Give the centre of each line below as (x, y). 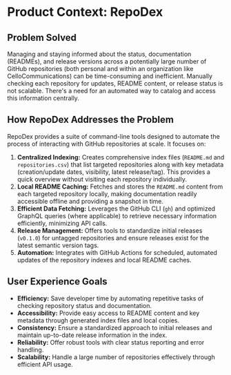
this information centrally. (43, 98)
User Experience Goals (58, 281)
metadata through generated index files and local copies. (98, 320)
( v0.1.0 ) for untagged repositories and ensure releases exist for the (113, 238)
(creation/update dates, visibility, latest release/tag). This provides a (113, 172)
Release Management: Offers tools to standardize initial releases (110, 230)
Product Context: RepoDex (85, 12)
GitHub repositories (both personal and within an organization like (100, 69)
